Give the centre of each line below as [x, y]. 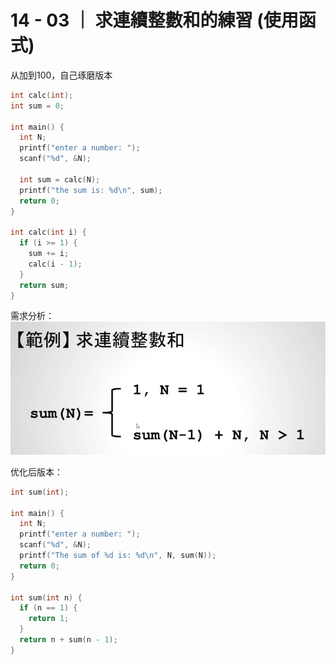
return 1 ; [49, 619]
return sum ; [44, 285]
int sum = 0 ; [37, 106]
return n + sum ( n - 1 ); [68, 640]
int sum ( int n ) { [46, 597]
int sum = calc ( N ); [60, 179]
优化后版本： [36, 472]
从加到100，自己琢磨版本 [61, 75]
